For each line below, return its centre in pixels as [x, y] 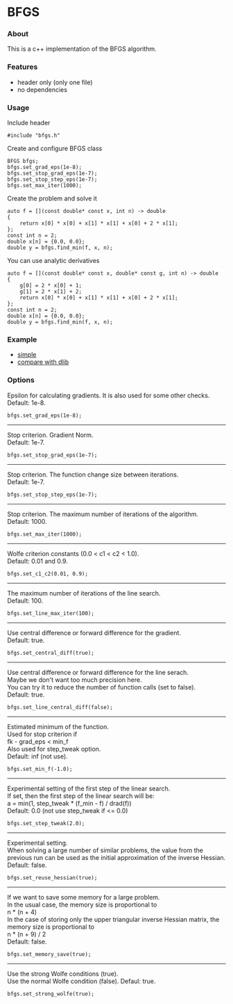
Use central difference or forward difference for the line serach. [98, 672]
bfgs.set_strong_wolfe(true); [51, 994]
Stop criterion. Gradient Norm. [50, 435]
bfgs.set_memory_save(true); [49, 954]
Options [21, 380]
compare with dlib [43, 362]
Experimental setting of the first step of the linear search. [89, 788]
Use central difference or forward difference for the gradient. [94, 632]
